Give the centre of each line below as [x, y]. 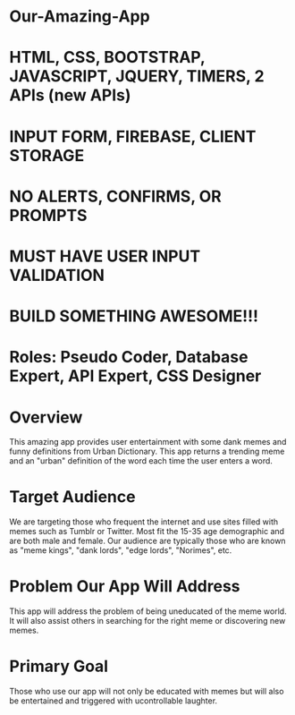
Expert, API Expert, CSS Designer [135, 376]
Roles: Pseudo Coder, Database [129, 357]
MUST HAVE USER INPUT [105, 256]
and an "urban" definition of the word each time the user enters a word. [141, 461]
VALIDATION [57, 275]
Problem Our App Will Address [125, 587]
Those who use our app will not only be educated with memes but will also [147, 692]
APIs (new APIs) [70, 95]
